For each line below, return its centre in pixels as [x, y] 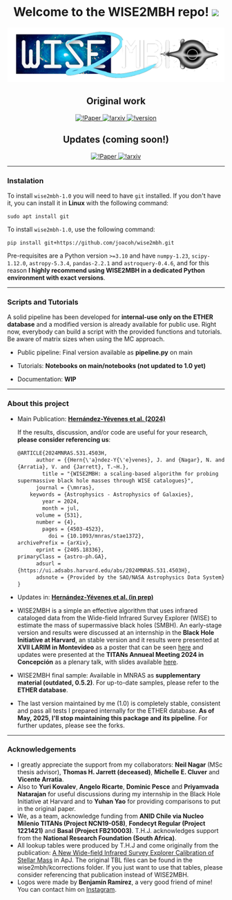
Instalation [26, 180]
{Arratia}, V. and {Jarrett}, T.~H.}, [73, 467]
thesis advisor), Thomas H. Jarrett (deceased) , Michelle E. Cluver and [118, 772]
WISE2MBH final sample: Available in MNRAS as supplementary [109, 675]
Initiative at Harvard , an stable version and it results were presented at [118, 640]
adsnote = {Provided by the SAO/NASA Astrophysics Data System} [130, 577]
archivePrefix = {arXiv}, [54, 543]
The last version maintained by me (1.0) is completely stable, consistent [119, 703]
